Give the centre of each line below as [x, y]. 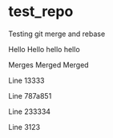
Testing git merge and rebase [57, 34]
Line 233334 [29, 112]
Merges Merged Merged [49, 65]
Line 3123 [24, 127]
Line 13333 [26, 80]
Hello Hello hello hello [44, 49]
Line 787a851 [30, 95]
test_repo [41, 12]
